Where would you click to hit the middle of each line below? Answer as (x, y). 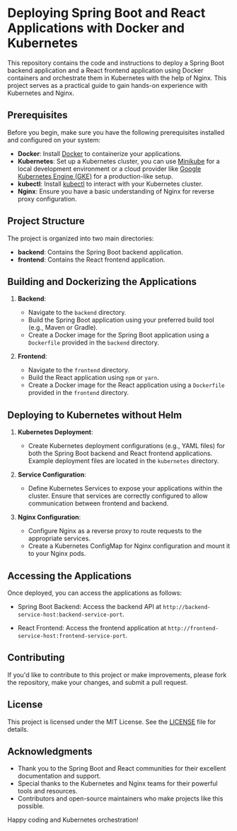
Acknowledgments (50, 752)
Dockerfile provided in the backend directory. (93, 342)
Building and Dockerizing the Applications (102, 281)
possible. (31, 806)
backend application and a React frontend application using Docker (105, 70)
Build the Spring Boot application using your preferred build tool (121, 320)
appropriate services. (59, 539)
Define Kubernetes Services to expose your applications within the (125, 489)
